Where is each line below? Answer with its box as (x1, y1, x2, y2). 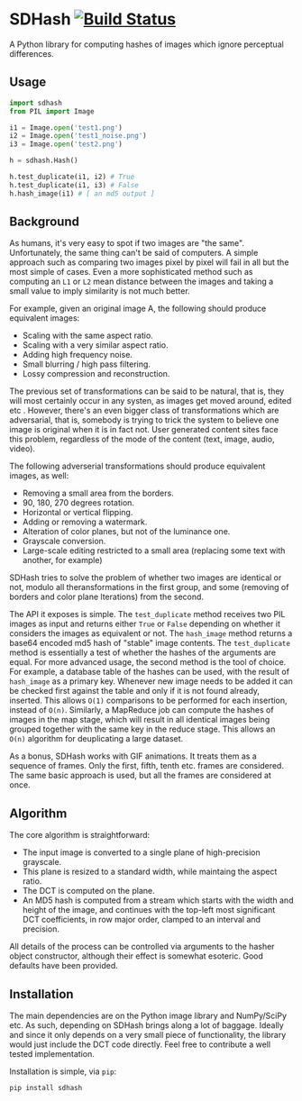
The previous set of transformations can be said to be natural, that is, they (9, 386, 285, 396)
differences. (9, 48, 54, 59)
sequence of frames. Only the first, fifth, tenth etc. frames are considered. (9, 760, 284, 771)
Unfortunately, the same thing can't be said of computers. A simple (9, 248, 259, 259)
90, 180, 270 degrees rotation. (22, 497, 135, 508)
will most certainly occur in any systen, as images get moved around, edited (9, 396, 292, 406)
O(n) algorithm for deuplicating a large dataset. (9, 733, 184, 744)
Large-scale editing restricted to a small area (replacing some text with (22, 545, 286, 556)
